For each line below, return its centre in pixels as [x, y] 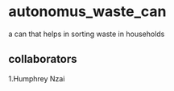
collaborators [43, 59]
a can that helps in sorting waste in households [87, 34]
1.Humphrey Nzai [37, 78]
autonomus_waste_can [87, 12]
